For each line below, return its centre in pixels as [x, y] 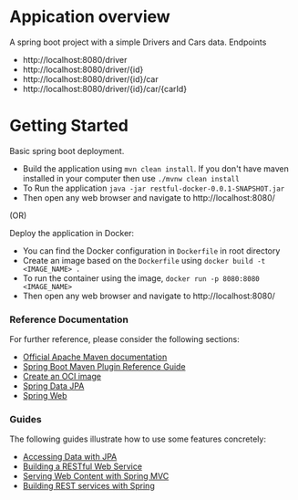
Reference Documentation [69, 319]
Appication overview [90, 17]
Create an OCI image [62, 377]
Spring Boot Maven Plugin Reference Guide [104, 367]
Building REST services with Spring [88, 486]
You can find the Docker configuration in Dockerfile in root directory [151, 250]
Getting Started [69, 126]
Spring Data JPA [53, 386]
